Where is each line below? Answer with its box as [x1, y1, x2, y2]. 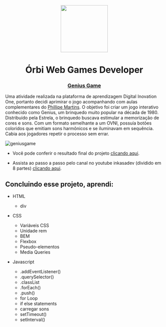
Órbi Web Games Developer [25, 64, 143, 76]
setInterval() [20, 316, 46, 323]
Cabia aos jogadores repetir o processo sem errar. [5, 131, 109, 137]
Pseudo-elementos [20, 244, 60, 250]
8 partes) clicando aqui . [12, 165, 62, 171]
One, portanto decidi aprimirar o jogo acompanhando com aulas [5, 99, 138, 105]
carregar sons [20, 306, 49, 312]
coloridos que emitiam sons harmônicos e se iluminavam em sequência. [5, 126, 154, 132]
